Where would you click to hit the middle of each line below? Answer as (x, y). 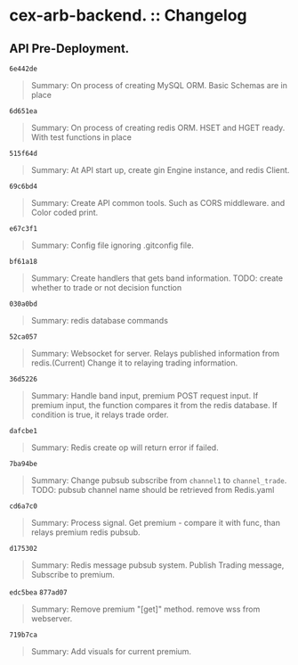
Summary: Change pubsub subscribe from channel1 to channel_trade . (159, 480)
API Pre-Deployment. (69, 49)
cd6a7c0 (24, 506)
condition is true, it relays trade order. (100, 415)
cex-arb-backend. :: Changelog (128, 16)
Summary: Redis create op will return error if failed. (125, 447)
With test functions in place (81, 137)
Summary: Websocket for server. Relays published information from (155, 353)
